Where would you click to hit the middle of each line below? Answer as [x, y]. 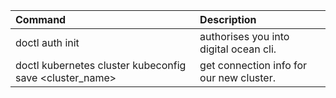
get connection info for [253, 65]
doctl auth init [47, 42]
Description [228, 19]
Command [41, 19]
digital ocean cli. [238, 49]
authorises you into [244, 36]
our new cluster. [238, 77]
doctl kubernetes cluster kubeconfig [101, 65]
